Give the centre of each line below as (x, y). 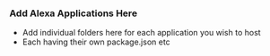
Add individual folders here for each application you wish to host (142, 33)
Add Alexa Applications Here (73, 13)
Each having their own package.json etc (96, 42)
